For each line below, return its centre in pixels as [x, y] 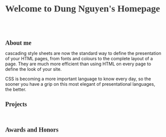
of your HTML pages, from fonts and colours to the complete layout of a [79, 59]
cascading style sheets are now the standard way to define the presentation [83, 53]
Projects [16, 104]
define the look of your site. [33, 69]
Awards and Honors [32, 130]
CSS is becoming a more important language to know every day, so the [78, 79]
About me [18, 43]
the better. [16, 90]
